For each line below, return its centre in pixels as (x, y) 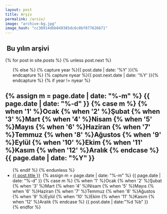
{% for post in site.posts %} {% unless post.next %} (58, 60)
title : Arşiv (19, 14)
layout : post (19, 10)
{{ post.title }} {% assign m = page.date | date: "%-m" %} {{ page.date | (86, 175)
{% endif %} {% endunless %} (43, 170)
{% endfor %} (27, 207)
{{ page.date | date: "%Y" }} (50, 158)
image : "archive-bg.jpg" (31, 24)
